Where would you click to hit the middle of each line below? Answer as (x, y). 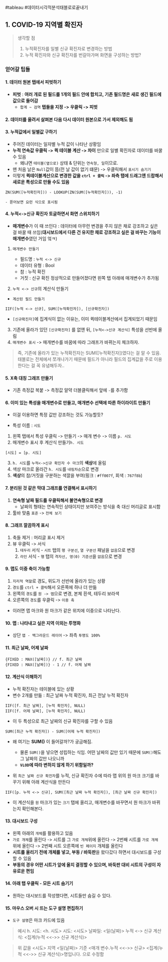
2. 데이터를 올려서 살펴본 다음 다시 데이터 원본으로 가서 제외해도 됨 (69, 119)
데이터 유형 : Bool (37, 265)
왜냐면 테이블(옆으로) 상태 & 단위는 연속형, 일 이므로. (69, 163)
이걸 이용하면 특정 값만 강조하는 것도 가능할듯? (58, 415)
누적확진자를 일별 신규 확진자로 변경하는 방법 (68, 48)
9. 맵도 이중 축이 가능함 (28, 569)
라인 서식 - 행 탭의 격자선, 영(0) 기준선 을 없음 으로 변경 (71, 556)
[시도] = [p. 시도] (23, 453)
